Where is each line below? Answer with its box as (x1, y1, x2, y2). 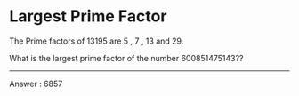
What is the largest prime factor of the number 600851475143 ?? (9, 52, 244, 63)
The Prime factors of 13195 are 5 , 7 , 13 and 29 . (9, 36, 184, 46)
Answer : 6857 (9, 78, 63, 89)
